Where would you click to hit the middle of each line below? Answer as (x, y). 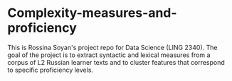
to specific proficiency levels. (51, 70)
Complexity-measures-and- (92, 13)
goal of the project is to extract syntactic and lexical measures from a (109, 55)
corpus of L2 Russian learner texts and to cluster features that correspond (116, 62)
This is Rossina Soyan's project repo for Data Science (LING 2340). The (112, 47)
